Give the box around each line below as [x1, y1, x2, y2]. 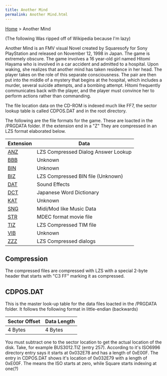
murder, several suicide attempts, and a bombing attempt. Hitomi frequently [5, 82, 161, 88]
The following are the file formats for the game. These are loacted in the [5, 117, 153, 123]
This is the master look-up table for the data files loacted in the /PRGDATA [5, 301, 157, 307]
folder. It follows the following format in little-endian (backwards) [5, 306, 138, 312]
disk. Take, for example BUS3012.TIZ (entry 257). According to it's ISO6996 [5, 345, 161, 351]
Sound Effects [36, 181, 70, 188]
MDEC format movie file [36, 213, 93, 220]
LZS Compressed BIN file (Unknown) [36, 173, 124, 180]
